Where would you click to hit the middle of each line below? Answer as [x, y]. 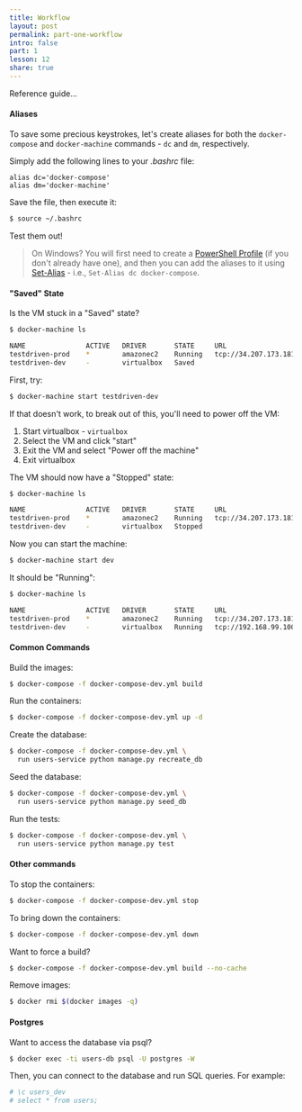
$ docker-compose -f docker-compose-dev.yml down [104, 934]
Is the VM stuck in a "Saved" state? [75, 313]
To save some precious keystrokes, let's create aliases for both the [133, 134]
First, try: [26, 380]
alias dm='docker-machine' [60, 185]
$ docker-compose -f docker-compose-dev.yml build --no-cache [128, 968]
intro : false [34, 43]
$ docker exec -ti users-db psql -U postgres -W [102, 1059]
